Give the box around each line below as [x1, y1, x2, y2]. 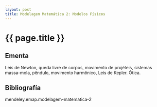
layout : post [5, 7, 32, 12]
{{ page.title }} [5, 32, 65, 44]
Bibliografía [5, 83, 41, 92]
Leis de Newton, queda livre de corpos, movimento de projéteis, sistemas [5, 64, 152, 70]
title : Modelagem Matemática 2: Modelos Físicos [5, 12, 105, 16]
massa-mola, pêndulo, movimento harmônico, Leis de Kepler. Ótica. [5, 70, 141, 76]
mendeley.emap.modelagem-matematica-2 [5, 96, 92, 102]
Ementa [5, 52, 29, 60]
